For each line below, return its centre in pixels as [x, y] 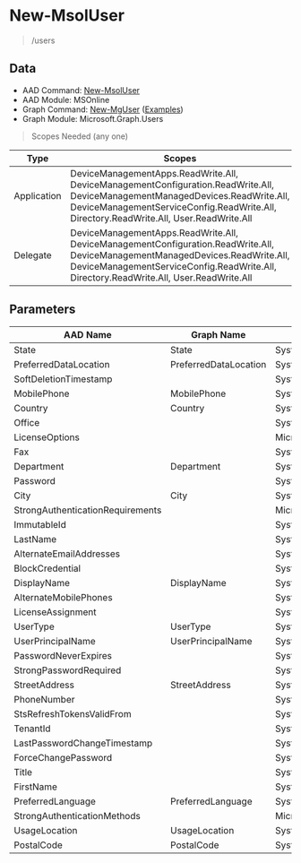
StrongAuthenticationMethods [77, 816]
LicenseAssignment [55, 612]
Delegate [33, 255]
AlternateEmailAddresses [67, 554]
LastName [35, 539]
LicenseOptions [47, 437]
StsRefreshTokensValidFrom [73, 713]
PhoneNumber [44, 699]
